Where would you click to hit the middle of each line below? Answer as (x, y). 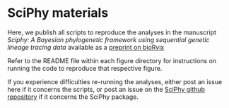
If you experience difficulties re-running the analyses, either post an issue (115, 81)
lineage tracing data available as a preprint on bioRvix (86, 47)
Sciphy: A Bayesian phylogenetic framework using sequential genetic (108, 39)
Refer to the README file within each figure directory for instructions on (112, 60)
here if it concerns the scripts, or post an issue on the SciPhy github (106, 89)
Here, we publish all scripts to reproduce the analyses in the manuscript (112, 32)
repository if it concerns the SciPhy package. (73, 97)
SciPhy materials (58, 13)
